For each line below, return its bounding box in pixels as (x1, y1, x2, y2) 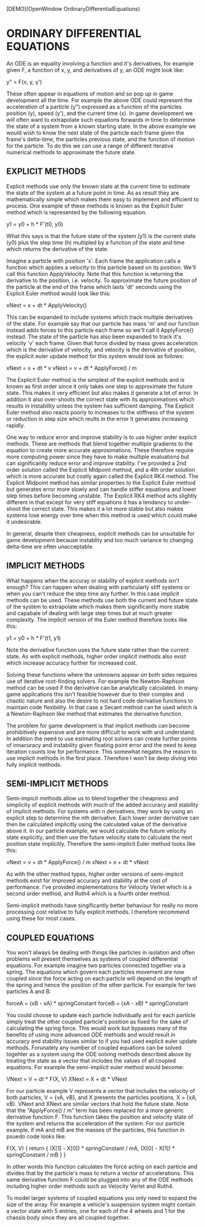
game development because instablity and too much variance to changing (6, 536, 193, 543)
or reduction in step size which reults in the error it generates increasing (6, 415, 188, 422)
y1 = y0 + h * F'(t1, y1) (6, 634, 61, 641)
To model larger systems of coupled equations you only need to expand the (6, 1195, 197, 1202)
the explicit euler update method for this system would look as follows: (6, 352, 185, 360)
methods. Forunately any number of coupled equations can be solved (6, 1044, 182, 1051)
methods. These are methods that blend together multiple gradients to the (6, 440, 193, 447)
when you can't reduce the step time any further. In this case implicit (6, 590, 179, 597)
